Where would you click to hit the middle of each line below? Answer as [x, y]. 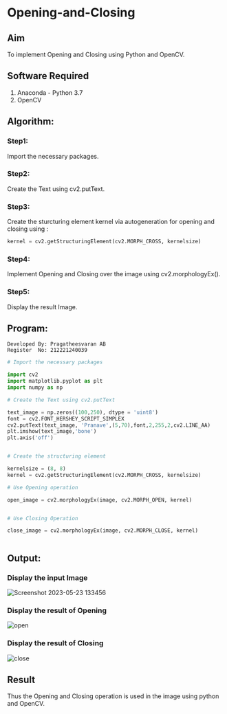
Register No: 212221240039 [47, 350]
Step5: [19, 292]
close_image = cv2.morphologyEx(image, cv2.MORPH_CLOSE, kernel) [102, 531]
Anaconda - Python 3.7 [50, 92]
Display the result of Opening [57, 610]
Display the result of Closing [55, 643]
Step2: [19, 174]
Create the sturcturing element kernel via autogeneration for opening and [111, 222]
